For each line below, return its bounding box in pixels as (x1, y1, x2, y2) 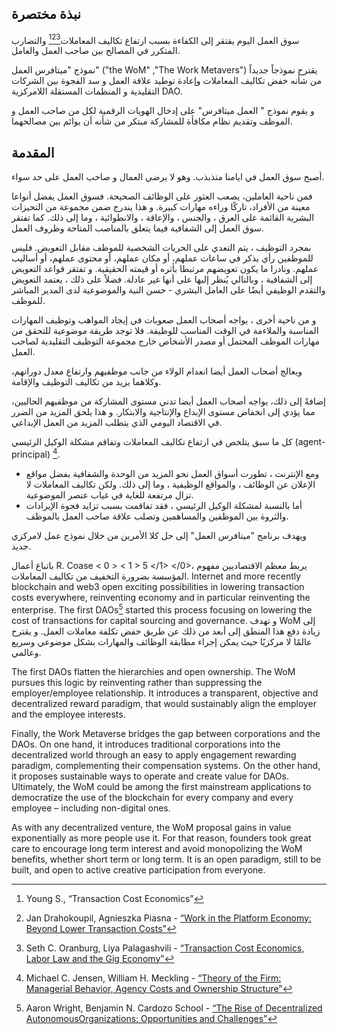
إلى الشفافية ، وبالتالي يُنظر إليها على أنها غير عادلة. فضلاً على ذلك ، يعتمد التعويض (11, 273, 313, 286)
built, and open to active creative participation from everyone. (11, 863, 266, 876)
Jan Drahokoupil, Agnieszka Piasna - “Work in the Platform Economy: (25, 912, 312, 924)
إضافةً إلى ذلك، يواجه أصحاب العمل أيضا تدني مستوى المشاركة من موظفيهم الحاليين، (11, 395, 326, 407)
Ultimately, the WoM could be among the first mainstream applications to (11, 780, 312, 792)
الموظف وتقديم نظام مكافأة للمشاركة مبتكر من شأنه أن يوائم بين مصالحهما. (11, 115, 293, 127)
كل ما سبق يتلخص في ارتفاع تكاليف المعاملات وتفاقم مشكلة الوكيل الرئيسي (11, 436, 293, 448)
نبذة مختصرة (11, 6, 82, 23)
